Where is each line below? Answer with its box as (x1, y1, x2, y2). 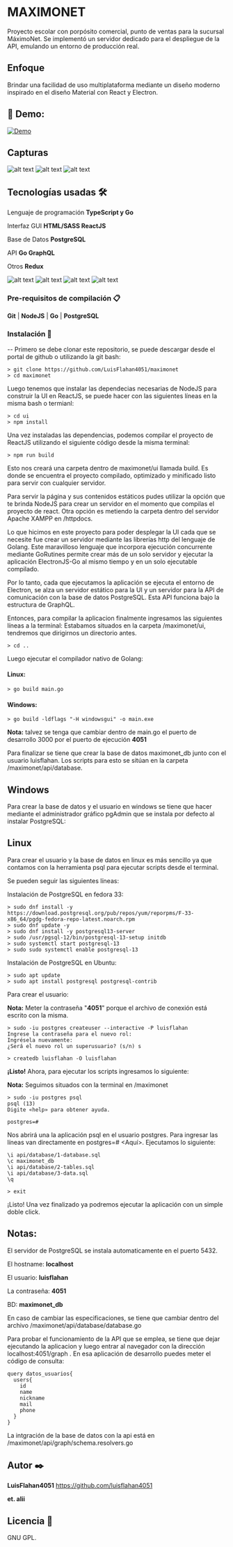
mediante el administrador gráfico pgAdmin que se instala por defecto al (7, 810, 215, 818)
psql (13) (7, 1100, 36, 1107)
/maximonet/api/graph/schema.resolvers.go (7, 1438, 134, 1447)
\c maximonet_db (7, 1157, 54, 1164)
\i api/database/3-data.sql (7, 1170, 89, 1177)
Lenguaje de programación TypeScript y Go (7, 208, 134, 216)
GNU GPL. (7, 1534, 37, 1542)
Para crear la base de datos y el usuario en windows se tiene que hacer (7, 802, 212, 811)
